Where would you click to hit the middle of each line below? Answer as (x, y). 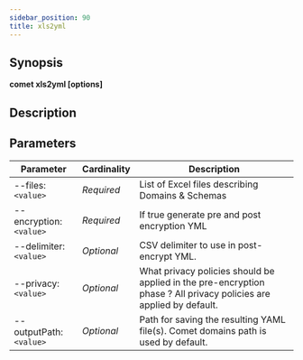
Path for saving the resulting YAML (212, 319)
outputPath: (38, 332)
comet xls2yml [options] (56, 84)
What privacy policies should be (207, 271)
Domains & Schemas (183, 195)
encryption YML (173, 226)
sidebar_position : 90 (50, 18)
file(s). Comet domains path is (203, 330)
